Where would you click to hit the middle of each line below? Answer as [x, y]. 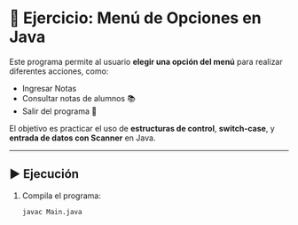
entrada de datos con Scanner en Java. [82, 138]
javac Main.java [52, 212]
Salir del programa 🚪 [59, 111]
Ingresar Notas [49, 88]
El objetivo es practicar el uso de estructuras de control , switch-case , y [142, 128]
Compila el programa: [62, 196]
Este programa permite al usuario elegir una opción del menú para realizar [146, 61]
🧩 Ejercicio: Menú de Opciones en [135, 18]
